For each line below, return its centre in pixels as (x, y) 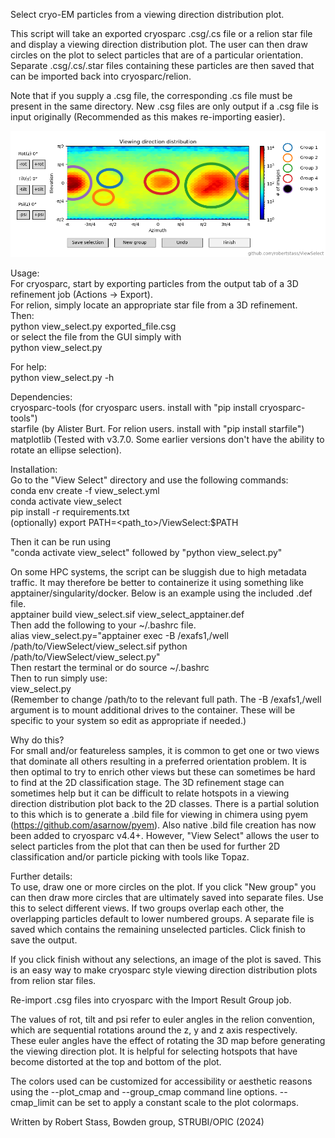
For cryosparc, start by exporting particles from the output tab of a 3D (154, 283)
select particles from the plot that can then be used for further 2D (145, 846)
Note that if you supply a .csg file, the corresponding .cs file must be (151, 95)
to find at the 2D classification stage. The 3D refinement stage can (147, 782)
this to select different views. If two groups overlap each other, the (147, 908)
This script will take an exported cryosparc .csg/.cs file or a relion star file (161, 33)
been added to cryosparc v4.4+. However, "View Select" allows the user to (165, 835)
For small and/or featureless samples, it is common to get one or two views (165, 750)
